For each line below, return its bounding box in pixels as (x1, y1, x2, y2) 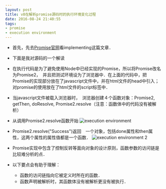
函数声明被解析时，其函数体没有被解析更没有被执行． (19, 179, 129, 184)
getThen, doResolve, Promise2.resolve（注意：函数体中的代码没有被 (12, 101, 152, 107)
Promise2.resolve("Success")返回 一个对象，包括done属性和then (12, 128, 149, 134)
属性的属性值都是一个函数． (34, 134, 91, 140)
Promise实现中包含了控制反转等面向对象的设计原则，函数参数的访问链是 (12, 145, 160, 151)
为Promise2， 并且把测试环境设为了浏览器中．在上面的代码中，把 (12, 72, 147, 77)
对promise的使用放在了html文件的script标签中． (12, 84, 111, 90)
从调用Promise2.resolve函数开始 (12, 118, 79, 124)
